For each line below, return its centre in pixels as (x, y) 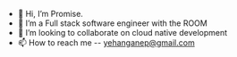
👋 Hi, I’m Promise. (50, 14)
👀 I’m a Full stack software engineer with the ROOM (112, 23)
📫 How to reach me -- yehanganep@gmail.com (106, 43)
